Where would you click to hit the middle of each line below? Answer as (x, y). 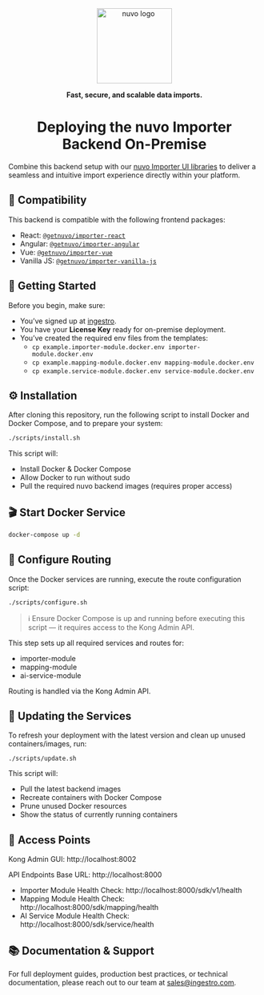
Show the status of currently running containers (99, 814)
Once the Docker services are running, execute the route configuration (125, 579)
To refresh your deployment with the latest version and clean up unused (127, 735)
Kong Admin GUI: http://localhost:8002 (72, 859)
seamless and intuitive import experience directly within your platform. (124, 175)
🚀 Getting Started (52, 286)
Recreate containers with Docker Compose (91, 798)
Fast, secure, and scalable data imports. (134, 95)
